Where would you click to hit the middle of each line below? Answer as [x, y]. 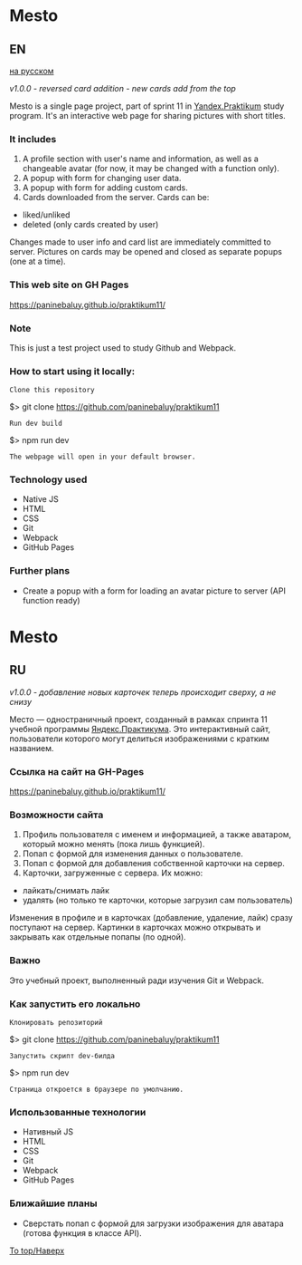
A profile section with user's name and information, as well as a [141, 159]
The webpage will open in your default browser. [103, 457]
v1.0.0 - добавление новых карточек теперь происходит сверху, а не [143, 692]
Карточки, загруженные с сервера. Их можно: [113, 873]
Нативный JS [48, 1132]
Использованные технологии [78, 1112]
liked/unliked [46, 215]
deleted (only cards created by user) [90, 225]
